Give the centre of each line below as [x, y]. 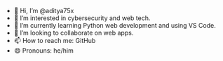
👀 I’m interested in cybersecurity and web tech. [82, 18]
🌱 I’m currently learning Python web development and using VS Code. [115, 25]
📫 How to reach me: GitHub [55, 41]
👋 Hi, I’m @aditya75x [44, 11]
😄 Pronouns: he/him [43, 51]
